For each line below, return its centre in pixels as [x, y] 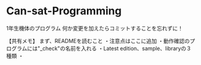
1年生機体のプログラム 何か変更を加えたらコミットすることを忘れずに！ [95, 28]
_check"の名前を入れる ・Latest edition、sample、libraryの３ [116, 48]
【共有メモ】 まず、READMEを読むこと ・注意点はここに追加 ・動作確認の [98, 41]
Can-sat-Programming [64, 11]
